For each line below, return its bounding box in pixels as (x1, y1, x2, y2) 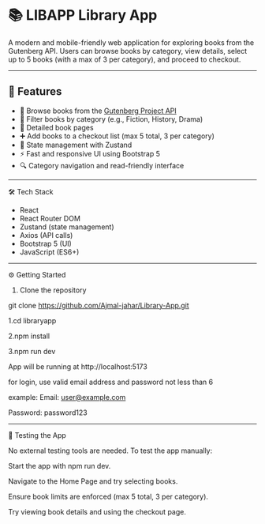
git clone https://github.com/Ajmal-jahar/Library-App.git (8, 300, 189, 310)
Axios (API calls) (19, 230, 73, 239)
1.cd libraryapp (8, 315, 57, 325)
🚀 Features (8, 85, 62, 99)
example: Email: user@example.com (8, 392, 126, 401)
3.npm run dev (8, 346, 56, 356)
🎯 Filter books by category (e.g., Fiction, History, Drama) (19, 114, 203, 123)
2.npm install (8, 331, 50, 341)
